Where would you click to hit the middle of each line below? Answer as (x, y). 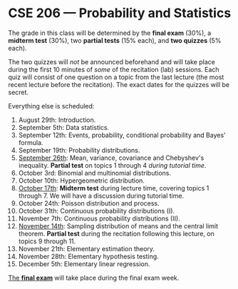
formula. (31, 142)
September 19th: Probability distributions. (79, 150)
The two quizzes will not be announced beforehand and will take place (112, 61)
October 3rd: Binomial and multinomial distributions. (95, 173)
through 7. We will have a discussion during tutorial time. (101, 196)
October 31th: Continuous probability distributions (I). (97, 211)
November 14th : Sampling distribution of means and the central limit (118, 225)
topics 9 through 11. (47, 241)
